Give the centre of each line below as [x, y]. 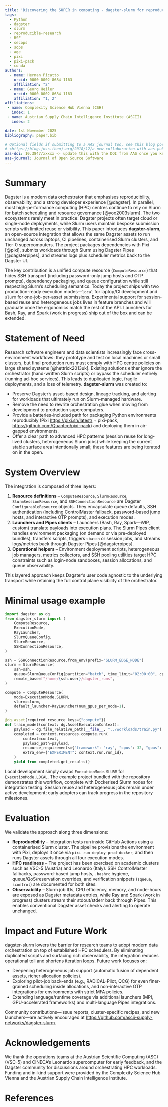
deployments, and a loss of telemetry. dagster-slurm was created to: [76, 384]
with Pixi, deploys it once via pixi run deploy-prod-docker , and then [83, 852]
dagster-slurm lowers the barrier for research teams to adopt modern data [82, 945]
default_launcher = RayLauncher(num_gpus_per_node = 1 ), [70, 706]
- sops [16, 47]
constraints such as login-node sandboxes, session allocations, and [82, 560]
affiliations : [20, 103]
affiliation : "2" [32, 84]
